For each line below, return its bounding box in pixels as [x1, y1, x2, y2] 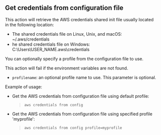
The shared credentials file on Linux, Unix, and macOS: [12, 31, 122, 37]
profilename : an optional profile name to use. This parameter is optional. [12, 74, 157, 80]
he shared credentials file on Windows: [12, 41, 90, 47]
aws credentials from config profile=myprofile [24, 125, 122, 130]
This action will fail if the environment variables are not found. [5, 65, 129, 71]
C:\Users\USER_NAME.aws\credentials [12, 46, 90, 52]
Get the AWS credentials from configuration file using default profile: [12, 93, 149, 99]
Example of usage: [5, 84, 43, 90]
